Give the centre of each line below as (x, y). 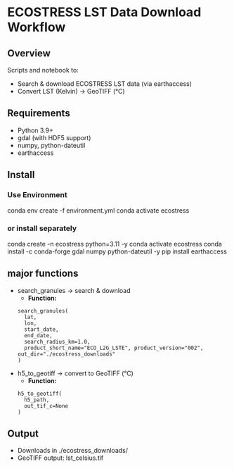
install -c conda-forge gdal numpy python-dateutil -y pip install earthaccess (117, 251)
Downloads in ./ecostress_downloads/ (73, 451)
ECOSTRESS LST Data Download (104, 12)
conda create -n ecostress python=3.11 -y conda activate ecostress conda (115, 244)
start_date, (41, 329)
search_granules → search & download (74, 290)
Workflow (37, 27)
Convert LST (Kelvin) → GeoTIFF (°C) (71, 91)
